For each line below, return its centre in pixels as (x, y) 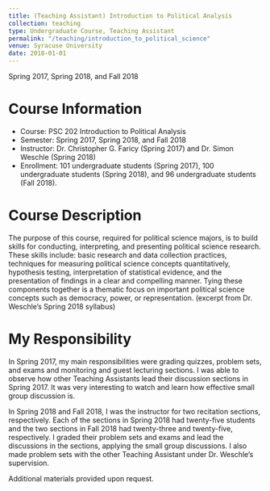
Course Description (75, 216)
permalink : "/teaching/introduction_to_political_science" (110, 38)
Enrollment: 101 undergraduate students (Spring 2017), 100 (117, 166)
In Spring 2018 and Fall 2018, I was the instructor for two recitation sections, (134, 411)
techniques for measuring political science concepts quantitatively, (120, 263)
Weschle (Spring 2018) (58, 157)
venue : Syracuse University (56, 46)
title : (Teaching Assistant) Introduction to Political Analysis (120, 16)
